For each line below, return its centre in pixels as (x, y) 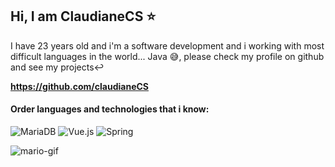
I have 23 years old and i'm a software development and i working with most (167, 45)
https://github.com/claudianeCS (79, 86)
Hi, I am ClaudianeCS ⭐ (83, 16)
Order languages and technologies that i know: (110, 109)
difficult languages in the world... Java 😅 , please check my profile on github (167, 56)
